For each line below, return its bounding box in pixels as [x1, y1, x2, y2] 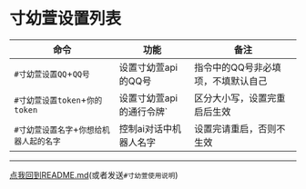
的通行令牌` [118, 105, 168, 118]
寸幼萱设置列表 [9, 8, 122, 29]
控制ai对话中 [118, 122, 173, 134]
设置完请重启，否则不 [194, 122, 286, 134]
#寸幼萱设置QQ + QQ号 [14, 67, 90, 80]
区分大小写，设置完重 [194, 92, 286, 104]
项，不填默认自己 [194, 75, 268, 87]
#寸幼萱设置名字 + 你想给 [14, 123, 103, 135]
